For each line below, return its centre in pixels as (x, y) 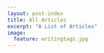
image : (17, 33)
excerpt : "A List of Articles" (52, 26)
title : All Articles (37, 20)
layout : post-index (35, 13)
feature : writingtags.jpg (51, 39)
